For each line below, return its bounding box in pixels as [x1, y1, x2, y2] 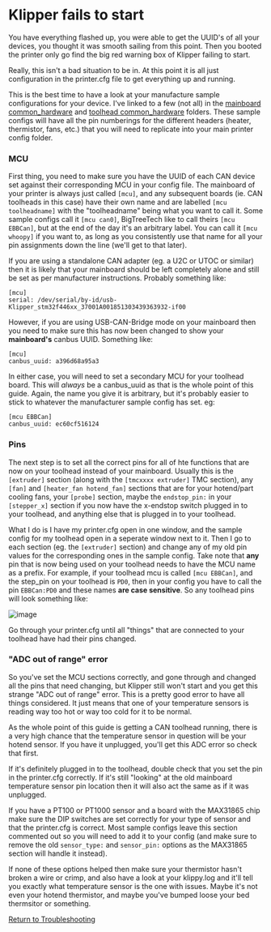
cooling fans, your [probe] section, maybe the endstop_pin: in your [8, 492, 232, 502]
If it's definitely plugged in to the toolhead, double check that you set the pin [8, 763, 263, 773]
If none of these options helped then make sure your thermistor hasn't [8, 864, 243, 874]
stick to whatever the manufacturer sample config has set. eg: [8, 397, 216, 407]
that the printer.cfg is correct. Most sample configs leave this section [8, 823, 238, 832]
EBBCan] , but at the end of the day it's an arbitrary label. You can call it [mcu [8, 223, 257, 233]
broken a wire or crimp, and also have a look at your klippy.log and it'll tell [8, 873, 253, 883]
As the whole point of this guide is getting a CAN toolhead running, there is [8, 722, 258, 732]
